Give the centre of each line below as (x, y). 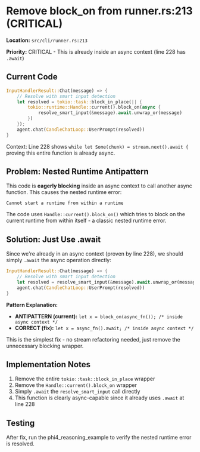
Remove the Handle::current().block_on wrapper (76, 385)
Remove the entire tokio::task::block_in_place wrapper (85, 379)
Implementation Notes (49, 365)
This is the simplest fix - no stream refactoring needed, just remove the (93, 339)
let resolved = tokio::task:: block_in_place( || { (80, 102)
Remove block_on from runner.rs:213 (100, 11)
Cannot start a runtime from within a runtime (65, 203)
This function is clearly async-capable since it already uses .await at (99, 398)
